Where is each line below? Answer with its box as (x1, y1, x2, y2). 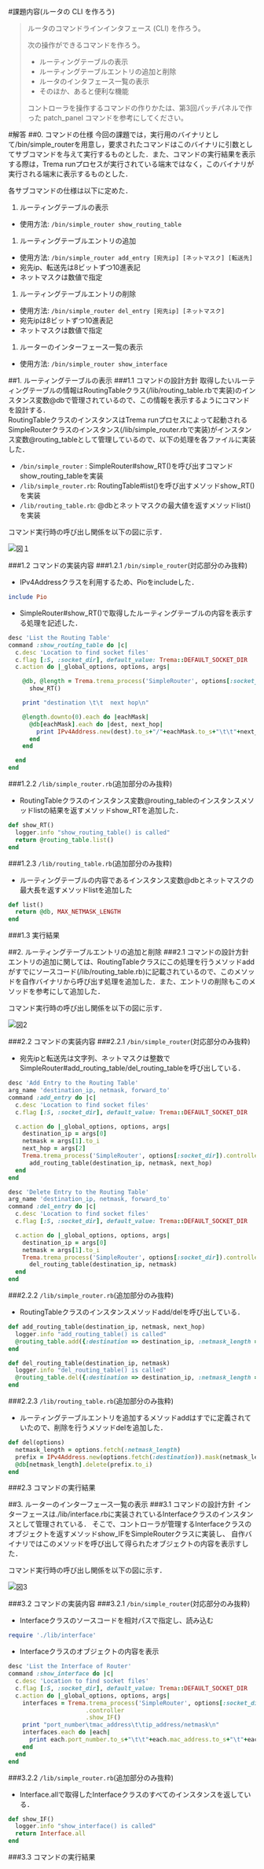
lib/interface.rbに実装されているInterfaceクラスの (60, 1509, 220, 1519)
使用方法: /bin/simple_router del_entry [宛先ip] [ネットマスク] (19, 306, 225, 315)
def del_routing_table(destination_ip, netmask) (8, 1359, 170, 1367)
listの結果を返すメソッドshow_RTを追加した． (33, 806, 183, 814)
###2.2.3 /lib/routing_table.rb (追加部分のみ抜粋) (8, 1396, 174, 1405)
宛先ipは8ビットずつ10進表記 (19, 316, 113, 325)
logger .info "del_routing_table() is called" (15, 1366, 167, 1375)
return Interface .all (15, 1830, 86, 1838)
